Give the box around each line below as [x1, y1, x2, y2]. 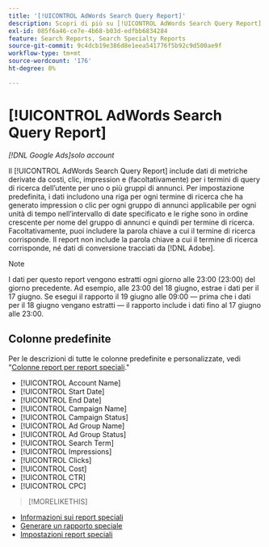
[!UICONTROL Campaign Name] [19, 403, 128, 413]
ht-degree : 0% [8, 65, 57, 73]
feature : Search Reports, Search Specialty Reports [8, 34, 186, 43]
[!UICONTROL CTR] [19, 472, 86, 482]
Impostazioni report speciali [19, 529, 113, 539]
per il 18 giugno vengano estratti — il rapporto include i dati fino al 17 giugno [8, 300, 261, 309]
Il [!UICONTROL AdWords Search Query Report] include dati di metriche [8, 166, 248, 175]
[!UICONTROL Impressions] [19, 446, 112, 457]
